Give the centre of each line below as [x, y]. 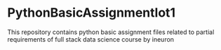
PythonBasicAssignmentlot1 [92, 13]
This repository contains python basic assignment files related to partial [111, 32]
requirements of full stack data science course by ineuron [91, 39]
